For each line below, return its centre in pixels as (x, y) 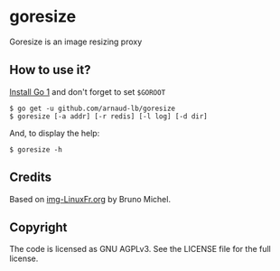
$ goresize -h (36, 150)
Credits (31, 178)
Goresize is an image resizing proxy (76, 42)
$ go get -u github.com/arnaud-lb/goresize (93, 108)
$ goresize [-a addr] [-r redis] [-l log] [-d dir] (108, 116)
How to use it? (50, 70)
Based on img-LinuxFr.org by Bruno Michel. (90, 199)
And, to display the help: (55, 133)
